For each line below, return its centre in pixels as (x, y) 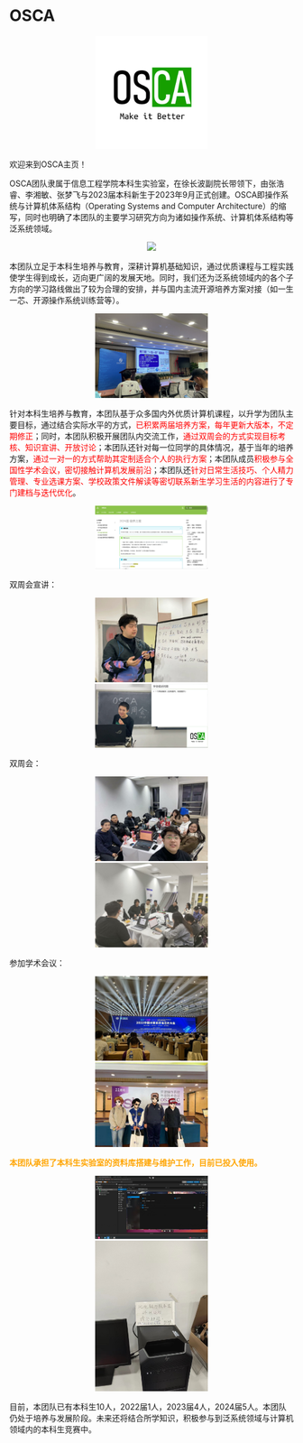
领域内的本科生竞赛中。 (53, 1429)
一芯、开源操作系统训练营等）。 (67, 300)
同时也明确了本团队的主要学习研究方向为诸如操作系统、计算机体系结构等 (159, 217)
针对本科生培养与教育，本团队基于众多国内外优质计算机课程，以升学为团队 (147, 413)
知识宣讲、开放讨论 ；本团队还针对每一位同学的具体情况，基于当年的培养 (159, 447)
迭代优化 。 (60, 492)
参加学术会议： (37, 963)
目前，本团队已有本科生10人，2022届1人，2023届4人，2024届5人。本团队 (148, 1407)
